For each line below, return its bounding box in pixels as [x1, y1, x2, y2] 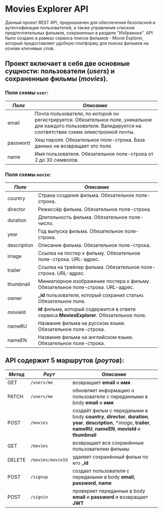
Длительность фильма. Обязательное [38, 213, 128, 220]
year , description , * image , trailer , [72, 419, 151, 426]
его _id [72, 459, 89, 466]
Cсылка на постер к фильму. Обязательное [38, 249, 141, 256]
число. [38, 220, 54, 227]
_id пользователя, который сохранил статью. [38, 291, 145, 298]
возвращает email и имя [72, 379, 130, 386]
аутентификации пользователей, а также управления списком [5, 24, 135, 30]
